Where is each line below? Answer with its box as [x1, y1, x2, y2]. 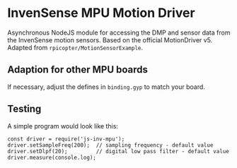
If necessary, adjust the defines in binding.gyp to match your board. [7, 83, 205, 91]
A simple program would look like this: [7, 121, 119, 130]
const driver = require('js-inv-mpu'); [7, 136, 125, 143]
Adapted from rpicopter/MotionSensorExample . [7, 43, 144, 52]
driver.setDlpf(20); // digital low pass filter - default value [7, 148, 230, 155]
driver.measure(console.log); [7, 154, 97, 161]
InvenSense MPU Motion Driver [7, 5, 196, 21]
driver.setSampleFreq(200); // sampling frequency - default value [7, 141, 214, 149]
